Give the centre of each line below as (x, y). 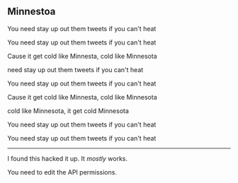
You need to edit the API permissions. (62, 172)
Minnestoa (32, 12)
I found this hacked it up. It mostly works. (67, 158)
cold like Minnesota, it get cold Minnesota (68, 111)
